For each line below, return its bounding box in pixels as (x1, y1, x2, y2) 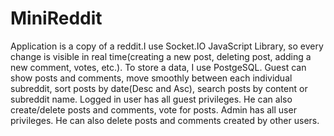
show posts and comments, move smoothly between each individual (10, 72, 293, 84)
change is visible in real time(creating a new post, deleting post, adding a (10, 50, 312, 62)
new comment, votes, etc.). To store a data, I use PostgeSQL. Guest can (10, 61, 307, 73)
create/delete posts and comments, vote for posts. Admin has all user (10, 103, 297, 116)
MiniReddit (10, 7, 103, 30)
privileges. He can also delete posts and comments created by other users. (10, 114, 320, 126)
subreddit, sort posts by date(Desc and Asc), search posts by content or (10, 82, 308, 94)
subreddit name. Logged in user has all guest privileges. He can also (10, 93, 293, 105)
